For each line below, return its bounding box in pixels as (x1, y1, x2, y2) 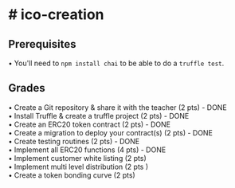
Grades (8, 81, 45, 95)
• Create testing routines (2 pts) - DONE (8, 136, 140, 146)
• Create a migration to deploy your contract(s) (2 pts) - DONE (8, 127, 213, 137)
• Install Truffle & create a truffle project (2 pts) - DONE (8, 111, 190, 120)
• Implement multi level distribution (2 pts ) (8, 162, 149, 171)
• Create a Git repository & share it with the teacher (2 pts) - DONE (8, 102, 227, 112)
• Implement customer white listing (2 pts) (8, 153, 147, 163)
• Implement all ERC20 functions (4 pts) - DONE (8, 145, 166, 155)
